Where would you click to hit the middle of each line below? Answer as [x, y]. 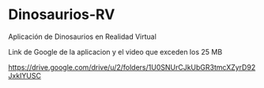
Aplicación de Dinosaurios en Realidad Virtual [82, 36]
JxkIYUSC [25, 75]
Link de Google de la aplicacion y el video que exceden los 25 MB [115, 52]
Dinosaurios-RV [62, 15]
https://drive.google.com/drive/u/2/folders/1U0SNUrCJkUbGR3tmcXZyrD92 [132, 67]
